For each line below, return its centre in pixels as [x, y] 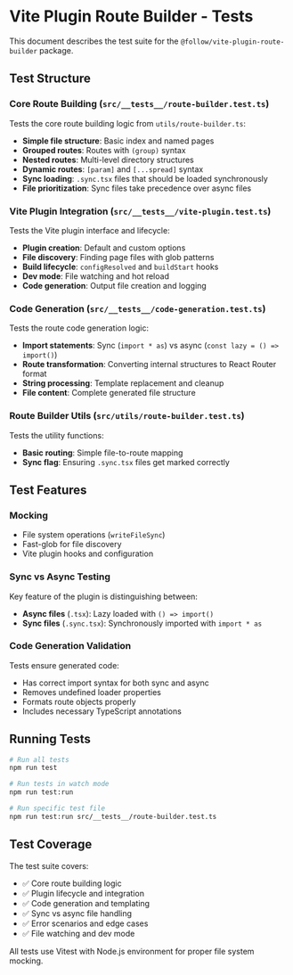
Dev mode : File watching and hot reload [95, 276]
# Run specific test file [57, 808]
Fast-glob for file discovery [72, 545]
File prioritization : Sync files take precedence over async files [137, 188]
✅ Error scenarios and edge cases [85, 923]
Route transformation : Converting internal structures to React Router [149, 365]
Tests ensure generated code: [65, 665]
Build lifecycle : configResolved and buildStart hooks [120, 266]
